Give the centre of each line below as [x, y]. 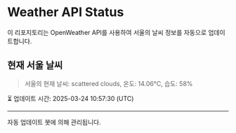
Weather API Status [66, 12]
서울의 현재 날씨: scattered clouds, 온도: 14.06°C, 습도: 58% [109, 83]
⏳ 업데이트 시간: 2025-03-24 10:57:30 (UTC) [71, 98]
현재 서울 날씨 [35, 65]
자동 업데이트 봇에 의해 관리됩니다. [54, 122]
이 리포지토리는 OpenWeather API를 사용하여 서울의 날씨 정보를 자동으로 [107, 32]
